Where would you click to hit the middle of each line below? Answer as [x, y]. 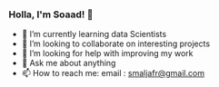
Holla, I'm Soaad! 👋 [51, 14]
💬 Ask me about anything [69, 63]
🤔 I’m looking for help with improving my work [107, 53]
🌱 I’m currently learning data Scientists [94, 34]
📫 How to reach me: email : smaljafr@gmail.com [113, 73]
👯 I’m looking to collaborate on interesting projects [116, 43]
